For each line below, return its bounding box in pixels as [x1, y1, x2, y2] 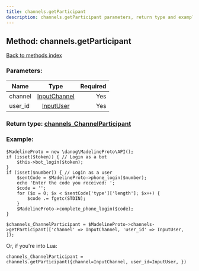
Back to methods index [6, 52, 62, 59]
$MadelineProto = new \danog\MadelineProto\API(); [6, 149, 134, 155]
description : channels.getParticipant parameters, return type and [6, 14, 176, 20]
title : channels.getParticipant [6, 8, 86, 15]
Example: [6, 135, 34, 144]
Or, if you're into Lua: [6, 242, 57, 249]
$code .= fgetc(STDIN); [27, 195, 86, 202]
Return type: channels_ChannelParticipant [6, 119, 131, 127]
